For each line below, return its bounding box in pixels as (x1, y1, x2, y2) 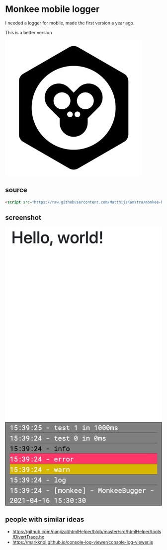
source (5, 186, 27, 194)
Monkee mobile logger (5, 3, 100, 15)
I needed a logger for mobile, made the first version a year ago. (5, 20, 135, 26)
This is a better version (5, 29, 52, 35)
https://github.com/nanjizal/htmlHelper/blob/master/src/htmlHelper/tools (12, 528, 162, 535)
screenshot (5, 214, 41, 222)
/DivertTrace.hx (12, 534, 45, 540)
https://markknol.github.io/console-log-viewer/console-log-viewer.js (12, 539, 153, 545)
